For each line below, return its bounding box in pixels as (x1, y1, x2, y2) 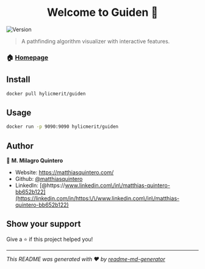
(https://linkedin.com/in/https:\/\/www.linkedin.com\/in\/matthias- (15, 195, 180, 202)
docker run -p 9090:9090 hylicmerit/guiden (6, 123, 119, 130)
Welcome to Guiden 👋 (46, 6, 159, 20)
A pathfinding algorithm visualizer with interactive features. (21, 37, 170, 45)
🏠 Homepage (6, 53, 49, 62)
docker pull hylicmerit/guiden (6, 90, 86, 97)
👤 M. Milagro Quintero (6, 157, 63, 164)
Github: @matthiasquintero (15, 175, 83, 183)
